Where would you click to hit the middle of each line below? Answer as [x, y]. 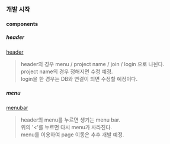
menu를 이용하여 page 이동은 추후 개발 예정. [72, 135]
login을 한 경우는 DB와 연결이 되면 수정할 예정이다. [79, 79]
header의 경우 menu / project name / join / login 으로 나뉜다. [92, 64]
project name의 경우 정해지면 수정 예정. [67, 71]
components [22, 24]
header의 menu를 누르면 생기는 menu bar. [70, 120]
